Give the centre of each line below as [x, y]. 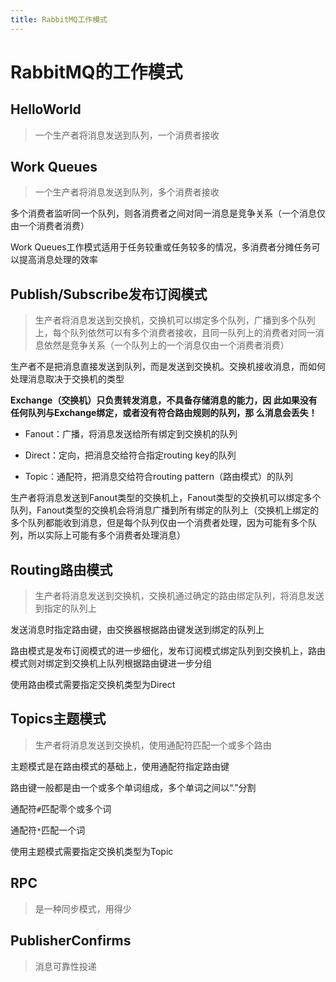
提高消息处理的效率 [58, 260]
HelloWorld [46, 109]
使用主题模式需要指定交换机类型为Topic [92, 851]
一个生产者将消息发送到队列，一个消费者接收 [127, 135]
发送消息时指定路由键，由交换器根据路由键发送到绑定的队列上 [137, 630]
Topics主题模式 [58, 719]
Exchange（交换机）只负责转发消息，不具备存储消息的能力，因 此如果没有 [164, 400]
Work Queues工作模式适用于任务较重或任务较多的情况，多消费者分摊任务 [161, 247]
